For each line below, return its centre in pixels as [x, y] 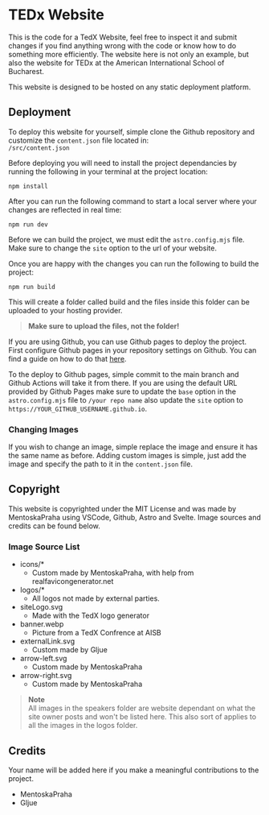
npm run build [32, 287]
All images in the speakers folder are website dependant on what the [142, 708]
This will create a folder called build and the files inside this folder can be [129, 302]
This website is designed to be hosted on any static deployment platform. [130, 87]
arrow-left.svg [43, 659]
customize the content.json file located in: [79, 140]
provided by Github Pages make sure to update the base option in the [122, 391]
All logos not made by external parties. [96, 598]
